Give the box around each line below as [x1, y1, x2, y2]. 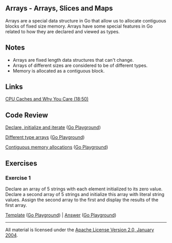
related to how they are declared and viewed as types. [5, 28, 120, 35]
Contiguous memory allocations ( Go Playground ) [5, 144, 109, 150]
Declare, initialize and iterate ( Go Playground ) [5, 125, 101, 131]
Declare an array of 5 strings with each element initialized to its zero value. [5, 186, 163, 192]
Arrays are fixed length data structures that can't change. [12, 57, 134, 63]
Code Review [5, 111, 49, 119]
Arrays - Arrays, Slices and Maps [5, 4, 113, 13]
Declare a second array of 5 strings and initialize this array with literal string [5, 191, 165, 197]
